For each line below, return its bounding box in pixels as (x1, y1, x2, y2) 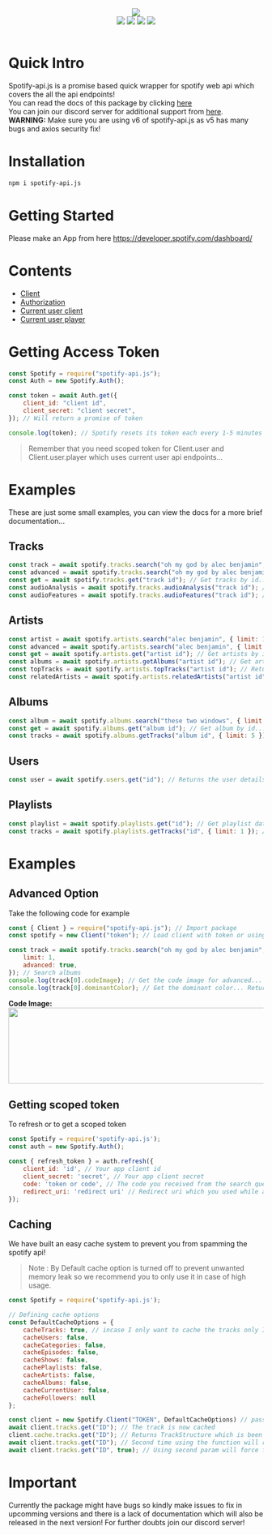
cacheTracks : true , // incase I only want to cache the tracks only (23, 1326, 259, 1334)
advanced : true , (23, 961, 79, 970)
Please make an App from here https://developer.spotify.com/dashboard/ (8, 233, 253, 242)
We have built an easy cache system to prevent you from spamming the (8, 1239, 248, 1249)
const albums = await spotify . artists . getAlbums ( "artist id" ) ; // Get (8, 658, 252, 666)
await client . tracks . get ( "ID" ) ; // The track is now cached (8, 1423, 216, 1432)
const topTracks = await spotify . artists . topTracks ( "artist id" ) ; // (8, 665, 249, 674)
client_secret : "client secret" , (23, 407, 136, 415)
